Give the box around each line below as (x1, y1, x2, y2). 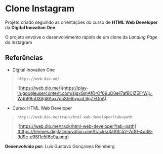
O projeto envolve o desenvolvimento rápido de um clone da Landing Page (5, 34, 158, 40)
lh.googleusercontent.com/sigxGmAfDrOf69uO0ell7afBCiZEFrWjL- (17, 90, 153, 96)
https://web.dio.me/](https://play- (20, 85, 89, 91)
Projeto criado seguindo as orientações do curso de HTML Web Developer (5, 19, 158, 25)
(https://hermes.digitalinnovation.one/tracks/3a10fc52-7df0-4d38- (17, 128, 153, 134)
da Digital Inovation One (5, 24, 56, 30)
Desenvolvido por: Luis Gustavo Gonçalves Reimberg (5, 143, 115, 149)
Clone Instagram (5, 3, 75, 14)
